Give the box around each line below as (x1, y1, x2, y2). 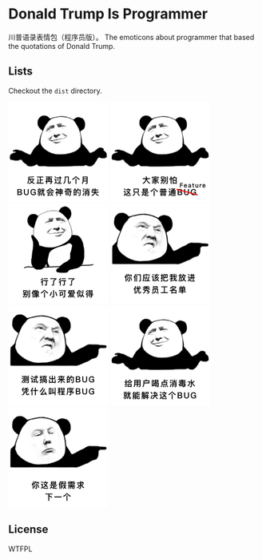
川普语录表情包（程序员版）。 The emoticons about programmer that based (8, 32, 255, 42)
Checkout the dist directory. (8, 86, 102, 95)
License (8, 522, 49, 537)
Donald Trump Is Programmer (8, 5, 208, 23)
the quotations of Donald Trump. (8, 41, 116, 50)
